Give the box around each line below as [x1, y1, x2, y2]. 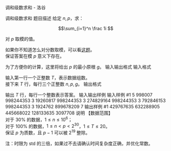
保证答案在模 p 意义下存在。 [5, 53, 65, 59]
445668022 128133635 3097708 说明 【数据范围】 [5, 110, 113, 116]
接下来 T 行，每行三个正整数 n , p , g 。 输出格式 [5, 81, 102, 87]
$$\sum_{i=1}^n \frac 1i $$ [58, 25, 114, 32]
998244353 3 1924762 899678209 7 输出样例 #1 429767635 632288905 [5, 104, 160, 109]
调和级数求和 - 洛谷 [5, 5, 46, 10]
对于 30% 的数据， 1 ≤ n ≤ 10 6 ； [5, 116, 73, 123]
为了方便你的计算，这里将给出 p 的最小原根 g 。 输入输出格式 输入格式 [5, 64, 152, 70]
